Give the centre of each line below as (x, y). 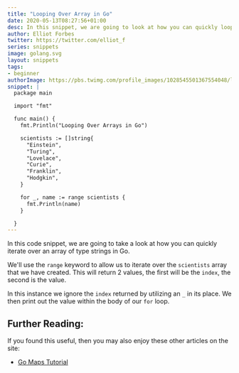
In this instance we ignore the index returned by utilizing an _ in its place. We (119, 294)
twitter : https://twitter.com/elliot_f (67, 40)
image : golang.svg (34, 54)
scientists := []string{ (57, 138)
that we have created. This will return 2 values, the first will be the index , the (119, 272)
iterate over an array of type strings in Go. (69, 251)
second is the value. (37, 280)
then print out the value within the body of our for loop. (89, 301)
